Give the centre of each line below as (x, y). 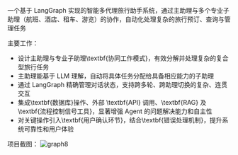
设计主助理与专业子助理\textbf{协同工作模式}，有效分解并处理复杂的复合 (123, 58)
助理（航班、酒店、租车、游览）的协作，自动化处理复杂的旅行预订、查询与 (116, 19)
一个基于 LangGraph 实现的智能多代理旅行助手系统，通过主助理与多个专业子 (118, 10)
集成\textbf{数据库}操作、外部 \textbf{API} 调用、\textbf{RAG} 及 (112, 102)
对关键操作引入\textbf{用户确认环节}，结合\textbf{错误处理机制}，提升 (120, 120)
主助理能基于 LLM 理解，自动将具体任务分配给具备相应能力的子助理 (116, 76)
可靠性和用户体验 (49, 129)
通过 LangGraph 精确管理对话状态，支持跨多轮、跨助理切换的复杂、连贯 (123, 85)
